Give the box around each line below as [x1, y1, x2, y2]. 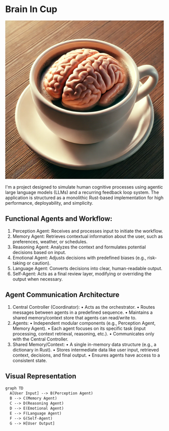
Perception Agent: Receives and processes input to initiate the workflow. [12, 228, 163, 234]
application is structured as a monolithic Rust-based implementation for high [5, 195, 163, 201]
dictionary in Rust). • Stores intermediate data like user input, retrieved [12, 347, 159, 353]
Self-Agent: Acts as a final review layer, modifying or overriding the [12, 271, 152, 277]
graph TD [5, 386, 24, 391]
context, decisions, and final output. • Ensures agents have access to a [12, 352, 160, 358]
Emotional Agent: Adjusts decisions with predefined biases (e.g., [12, 254, 147, 261]
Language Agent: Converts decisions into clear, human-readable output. [12, 265, 162, 271]
